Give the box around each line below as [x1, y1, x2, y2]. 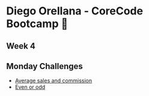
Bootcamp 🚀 [6, 17, 68, 31]
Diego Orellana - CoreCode [6, 4, 143, 18]
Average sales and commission [14, 77, 92, 85]
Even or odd [14, 83, 46, 91]
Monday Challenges [6, 61, 83, 71]
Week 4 [6, 41, 36, 51]
